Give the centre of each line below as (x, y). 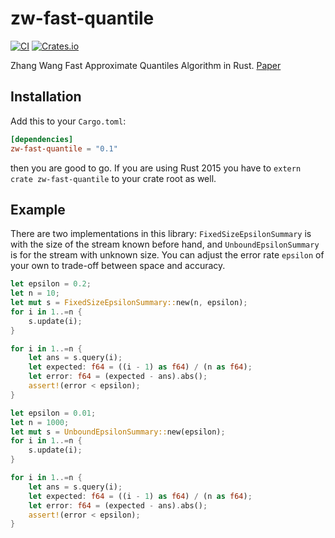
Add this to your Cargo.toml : (68, 121)
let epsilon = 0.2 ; (51, 284)
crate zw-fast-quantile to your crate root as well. (113, 178)
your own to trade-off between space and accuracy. (118, 266)
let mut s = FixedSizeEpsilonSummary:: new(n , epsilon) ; (129, 303)
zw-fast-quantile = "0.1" (64, 148)
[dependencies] (42, 139)
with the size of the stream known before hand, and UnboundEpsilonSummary (165, 244)
